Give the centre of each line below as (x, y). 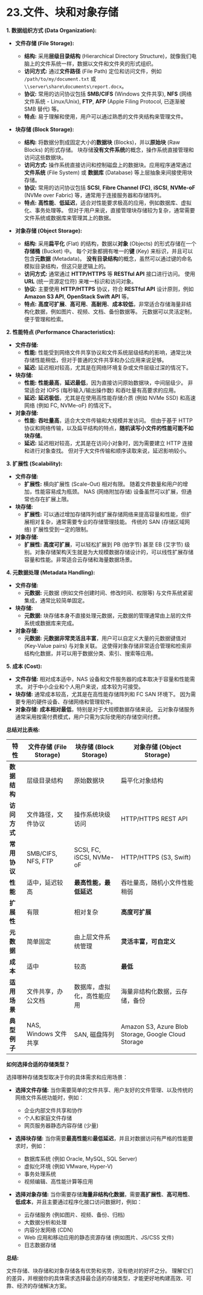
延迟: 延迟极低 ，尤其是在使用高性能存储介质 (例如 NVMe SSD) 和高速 (110, 397)
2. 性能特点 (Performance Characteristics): (61, 332)
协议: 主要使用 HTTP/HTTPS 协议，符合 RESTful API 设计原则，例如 (109, 289)
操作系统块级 (92, 814)
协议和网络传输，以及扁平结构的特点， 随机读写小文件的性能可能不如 (109, 428)
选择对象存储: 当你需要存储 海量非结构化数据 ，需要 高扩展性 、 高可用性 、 (104, 1194)
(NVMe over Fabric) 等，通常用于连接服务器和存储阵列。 (94, 195)
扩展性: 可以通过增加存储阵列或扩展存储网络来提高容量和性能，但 (105, 514)
